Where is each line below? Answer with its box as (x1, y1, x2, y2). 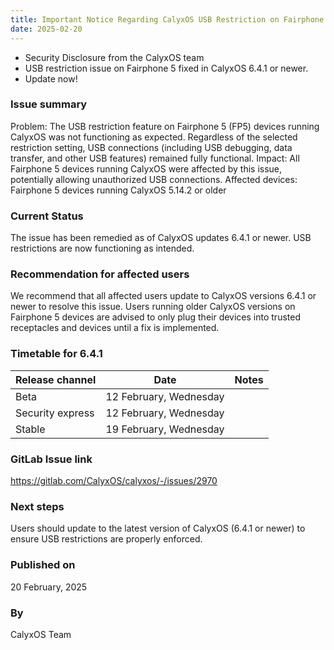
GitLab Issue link (10, 452, 93, 466)
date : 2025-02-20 (10, 24, 83, 34)
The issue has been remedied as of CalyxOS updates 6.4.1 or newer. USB (10, 232, 312, 244)
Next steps (10, 499, 65, 513)
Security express (15, 406, 95, 420)
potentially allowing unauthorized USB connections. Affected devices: (10, 173, 298, 185)
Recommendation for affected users (10, 267, 190, 281)
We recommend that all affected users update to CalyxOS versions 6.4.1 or (10, 290, 317, 302)
